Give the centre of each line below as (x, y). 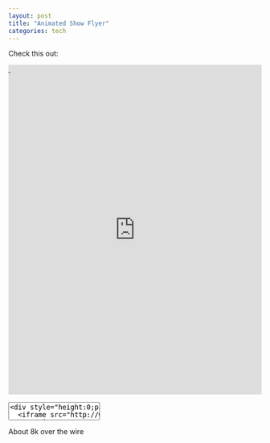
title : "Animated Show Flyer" (59, 23)
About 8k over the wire (46, 431)
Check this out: (33, 54)
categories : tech (37, 31)
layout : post (30, 16)
